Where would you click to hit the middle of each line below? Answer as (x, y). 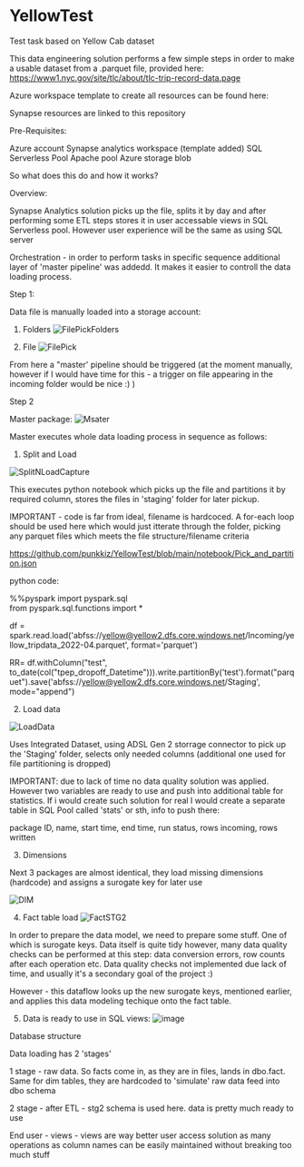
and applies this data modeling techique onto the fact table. (120, 1001)
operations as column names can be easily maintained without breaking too (151, 1144)
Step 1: (22, 294)
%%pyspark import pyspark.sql (69, 598)
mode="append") (42, 691)
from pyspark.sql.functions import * (76, 608)
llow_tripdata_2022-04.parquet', (69, 645)
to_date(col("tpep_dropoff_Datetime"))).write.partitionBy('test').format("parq (152, 672)
